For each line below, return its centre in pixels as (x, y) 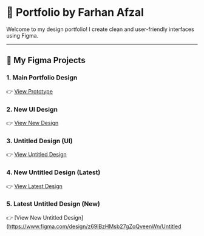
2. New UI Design (32, 109)
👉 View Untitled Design (36, 155)
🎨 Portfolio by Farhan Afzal (75, 12)
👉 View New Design (32, 123)
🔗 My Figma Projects (46, 60)
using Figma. (22, 35)
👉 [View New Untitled (34, 217)
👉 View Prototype (30, 91)
